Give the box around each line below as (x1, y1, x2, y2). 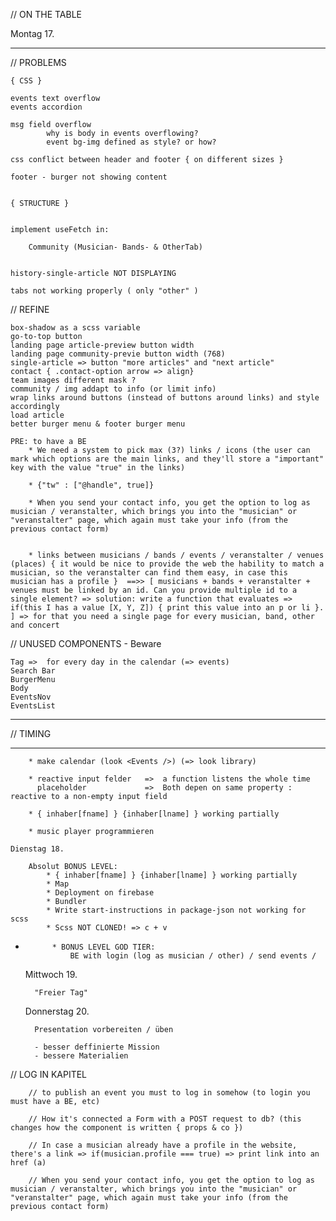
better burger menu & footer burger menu (10, 419, 186, 429)
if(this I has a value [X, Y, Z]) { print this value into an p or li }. (10, 603, 325, 613)
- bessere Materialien (34, 1051, 129, 1061)
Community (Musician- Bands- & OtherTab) (28, 242, 203, 252)
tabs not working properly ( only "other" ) (10, 286, 199, 296)
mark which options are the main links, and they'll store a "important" (10, 454, 325, 464)
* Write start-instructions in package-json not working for (46, 905, 307, 915)
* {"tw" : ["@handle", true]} (28, 480, 155, 490)
